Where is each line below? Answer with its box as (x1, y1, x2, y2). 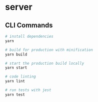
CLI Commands (5, 21, 53, 29)
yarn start (5, 65, 27, 70)
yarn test (5, 92, 25, 97)
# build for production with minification (5, 47, 93, 52)
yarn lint (5, 79, 25, 84)
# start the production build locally (5, 61, 84, 66)
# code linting (5, 74, 36, 79)
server (5, 1, 33, 13)
